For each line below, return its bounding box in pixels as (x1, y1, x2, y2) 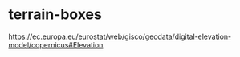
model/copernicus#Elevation (8, 40, 104, 49)
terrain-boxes (8, 6, 102, 24)
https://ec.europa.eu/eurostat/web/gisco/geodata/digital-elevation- (8, 32, 231, 41)
